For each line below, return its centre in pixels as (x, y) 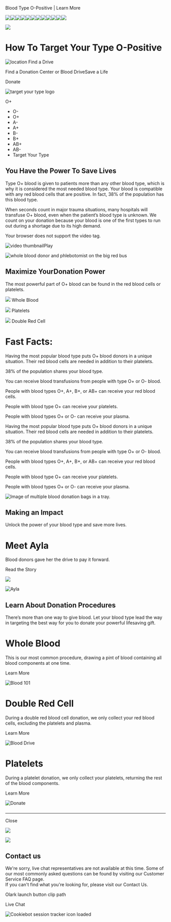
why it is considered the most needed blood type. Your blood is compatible (84, 189)
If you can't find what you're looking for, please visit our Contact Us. (77, 885)
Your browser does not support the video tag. (53, 236)
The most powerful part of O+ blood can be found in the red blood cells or (83, 284)
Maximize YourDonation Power (55, 272)
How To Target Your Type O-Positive (83, 48)
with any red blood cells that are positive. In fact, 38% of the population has (85, 194)
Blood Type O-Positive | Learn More (43, 8)
